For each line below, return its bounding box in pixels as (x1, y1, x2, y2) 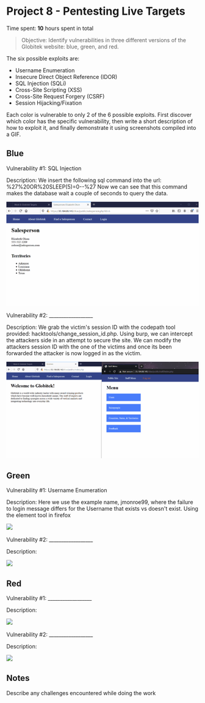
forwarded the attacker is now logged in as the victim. (6, 350, 142, 357)
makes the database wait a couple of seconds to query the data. (6, 189, 168, 197)
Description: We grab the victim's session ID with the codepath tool (6, 323, 176, 331)
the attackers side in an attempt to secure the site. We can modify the (6, 337, 181, 344)
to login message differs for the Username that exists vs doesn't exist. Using (6, 505, 198, 513)
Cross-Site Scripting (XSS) (15, 86, 82, 93)
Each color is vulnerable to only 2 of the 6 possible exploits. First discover (6, 111, 192, 118)
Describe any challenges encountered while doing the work (6, 689, 156, 696)
